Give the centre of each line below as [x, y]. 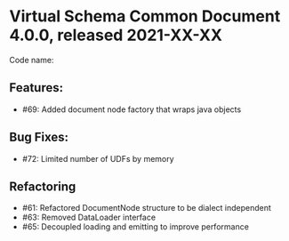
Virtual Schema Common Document [145, 16]
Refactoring [43, 186]
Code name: [32, 60]
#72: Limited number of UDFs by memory [98, 158]
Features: [36, 88]
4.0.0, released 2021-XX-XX [116, 35]
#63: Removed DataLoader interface [89, 217]
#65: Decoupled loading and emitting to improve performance [135, 227]
